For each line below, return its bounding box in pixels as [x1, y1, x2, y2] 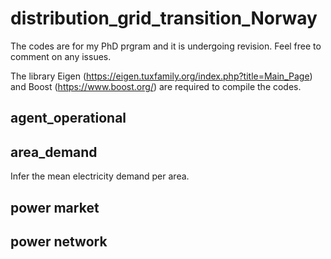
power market [10, 199, 100, 216]
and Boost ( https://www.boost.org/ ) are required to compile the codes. [10, 80, 302, 92]
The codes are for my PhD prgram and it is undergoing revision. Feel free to [10, 40, 322, 52]
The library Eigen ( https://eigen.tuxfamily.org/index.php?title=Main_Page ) [10, 70, 313, 82]
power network [10, 233, 108, 250]
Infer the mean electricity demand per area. [10, 170, 190, 182]
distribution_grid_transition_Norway [10, 7, 318, 30]
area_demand [10, 143, 98, 161]
